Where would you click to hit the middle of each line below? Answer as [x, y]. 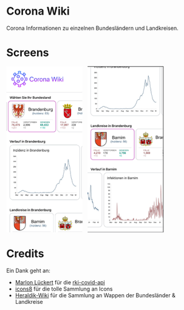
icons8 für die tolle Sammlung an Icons [64, 289]
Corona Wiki [38, 11]
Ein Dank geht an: [28, 271]
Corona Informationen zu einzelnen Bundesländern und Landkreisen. [93, 28]
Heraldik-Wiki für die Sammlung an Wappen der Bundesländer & [95, 295]
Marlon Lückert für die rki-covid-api [60, 283]
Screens [28, 53]
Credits [25, 254]
